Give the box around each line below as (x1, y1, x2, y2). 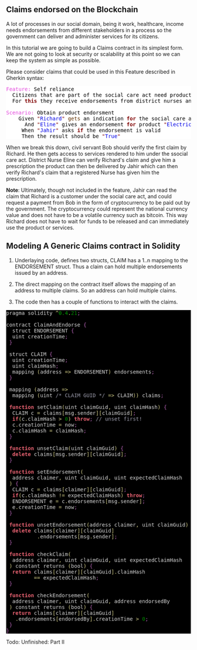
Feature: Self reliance (6, 85, 74, 92)
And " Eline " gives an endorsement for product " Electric (24, 121, 192, 128)
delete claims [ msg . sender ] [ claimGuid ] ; (12, 451, 127, 458)
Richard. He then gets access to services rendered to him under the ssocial (6, 150, 188, 157)
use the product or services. (6, 224, 74, 231)
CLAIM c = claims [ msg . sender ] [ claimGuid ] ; (12, 409, 137, 416)
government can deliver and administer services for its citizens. (6, 32, 159, 40)
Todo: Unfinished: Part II (6, 638, 64, 645)
